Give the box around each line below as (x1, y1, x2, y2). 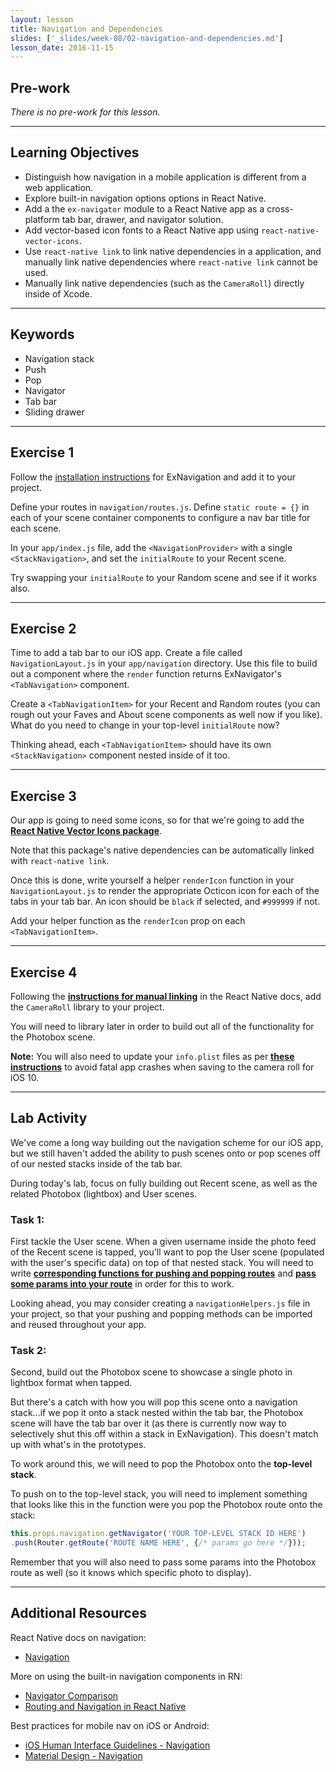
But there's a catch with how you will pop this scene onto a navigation (10, 1396, 298, 1408)
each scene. (10, 522, 62, 534)
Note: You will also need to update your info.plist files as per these (10, 1050, 295, 1062)
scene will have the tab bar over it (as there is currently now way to (10, 1417, 287, 1430)
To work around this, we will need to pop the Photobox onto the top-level (10, 1458, 313, 1470)
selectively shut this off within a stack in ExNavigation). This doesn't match (10, 1428, 319, 1440)
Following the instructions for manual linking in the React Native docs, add (10, 990, 322, 1002)
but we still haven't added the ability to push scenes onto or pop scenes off (10, 1147, 321, 1159)
